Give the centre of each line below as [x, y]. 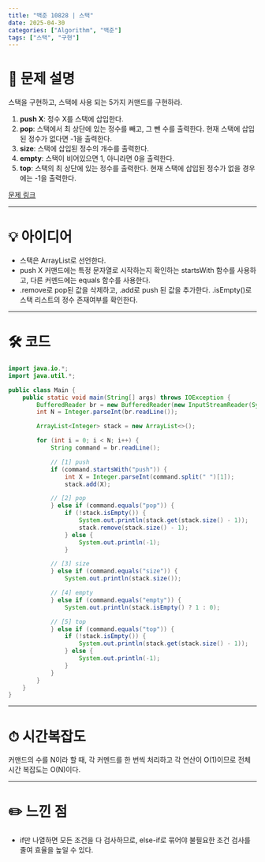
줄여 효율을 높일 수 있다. [56, 850]
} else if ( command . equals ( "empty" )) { [116, 600]
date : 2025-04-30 [37, 23]
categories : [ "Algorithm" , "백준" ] [65, 30]
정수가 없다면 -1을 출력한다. [70, 139]
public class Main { [42, 390]
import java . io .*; [38, 369]
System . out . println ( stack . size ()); [123, 579]
